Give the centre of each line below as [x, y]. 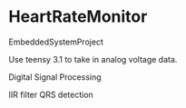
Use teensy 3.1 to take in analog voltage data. [93, 59]
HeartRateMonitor [78, 17]
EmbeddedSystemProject [56, 42]
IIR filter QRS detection [51, 94]
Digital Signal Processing [55, 77]
